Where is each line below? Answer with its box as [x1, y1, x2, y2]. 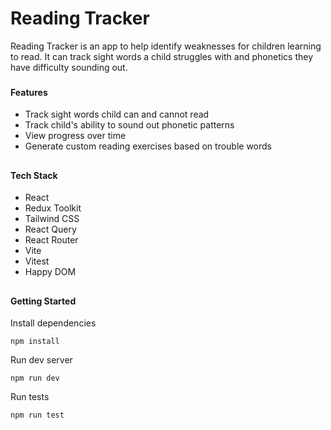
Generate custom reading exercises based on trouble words [24, 140, 273, 152]
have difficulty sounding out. [10, 61, 128, 73]
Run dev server [10, 354, 73, 366]
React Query [24, 223, 77, 236]
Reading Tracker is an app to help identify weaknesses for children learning [10, 40, 322, 52]
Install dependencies [10, 317, 97, 329]
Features [10, 86, 48, 98]
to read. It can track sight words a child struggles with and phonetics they [10, 50, 314, 62]
